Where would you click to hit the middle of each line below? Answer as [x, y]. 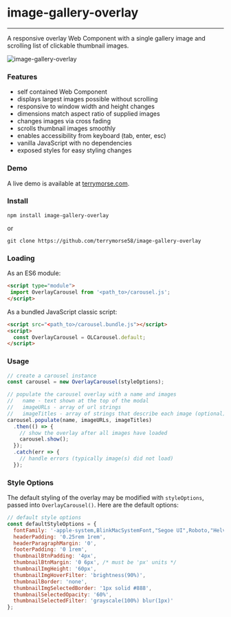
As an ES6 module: [34, 273]
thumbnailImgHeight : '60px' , [55, 569]
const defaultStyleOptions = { [52, 524]
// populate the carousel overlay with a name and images [92, 394]
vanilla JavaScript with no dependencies [74, 143]
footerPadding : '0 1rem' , [51, 549]
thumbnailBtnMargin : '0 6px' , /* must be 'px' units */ [95, 563]
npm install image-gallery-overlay [58, 215]
